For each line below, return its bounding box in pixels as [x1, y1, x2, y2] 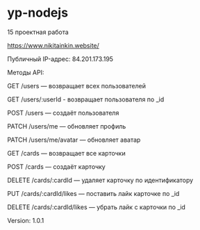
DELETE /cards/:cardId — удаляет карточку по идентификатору [7, 176, 194, 184]
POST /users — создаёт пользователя [7, 108, 119, 117]
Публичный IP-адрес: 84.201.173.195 [7, 54, 113, 63]
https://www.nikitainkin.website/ [7, 41, 99, 49]
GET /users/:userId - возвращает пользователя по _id [7, 95, 165, 104]
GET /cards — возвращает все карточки [7, 149, 126, 157]
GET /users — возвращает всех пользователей [7, 81, 147, 90]
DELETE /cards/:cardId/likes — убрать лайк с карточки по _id [7, 203, 186, 211]
